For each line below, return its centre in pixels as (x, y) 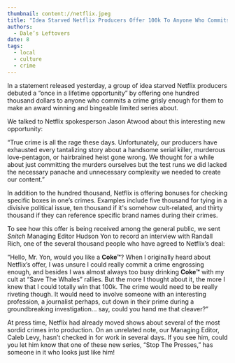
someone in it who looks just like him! (61, 352)
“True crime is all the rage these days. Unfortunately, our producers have (113, 142)
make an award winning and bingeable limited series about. (93, 108)
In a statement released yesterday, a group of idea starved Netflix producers (117, 85)
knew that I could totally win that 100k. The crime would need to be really (113, 286)
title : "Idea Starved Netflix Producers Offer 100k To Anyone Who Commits (119, 20)
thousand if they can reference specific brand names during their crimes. (113, 215)
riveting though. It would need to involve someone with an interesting (107, 294)
